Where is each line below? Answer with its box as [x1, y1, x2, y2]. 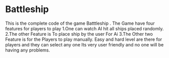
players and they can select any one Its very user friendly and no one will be [5, 41, 164, 47]
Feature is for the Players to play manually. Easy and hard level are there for [5, 36, 162, 42]
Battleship [5, 4, 49, 15]
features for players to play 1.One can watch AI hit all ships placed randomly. [5, 25, 164, 31]
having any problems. [5, 47, 50, 53]
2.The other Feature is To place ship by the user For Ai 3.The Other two [5, 31, 153, 37]
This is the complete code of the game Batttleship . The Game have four [5, 20, 155, 26]
